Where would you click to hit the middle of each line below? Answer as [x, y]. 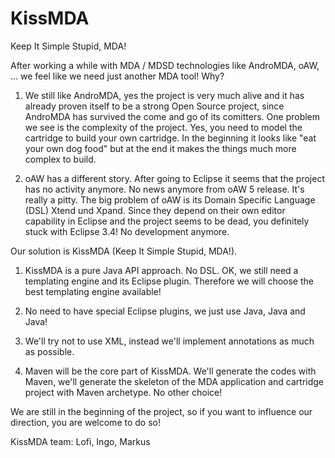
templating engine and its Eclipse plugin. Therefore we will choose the [169, 281]
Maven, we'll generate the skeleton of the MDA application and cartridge [174, 381]
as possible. [49, 351]
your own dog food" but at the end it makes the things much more [160, 148]
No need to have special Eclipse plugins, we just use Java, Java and [165, 311]
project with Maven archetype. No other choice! [123, 392]
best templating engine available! [93, 291]
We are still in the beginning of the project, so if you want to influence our [161, 411]
